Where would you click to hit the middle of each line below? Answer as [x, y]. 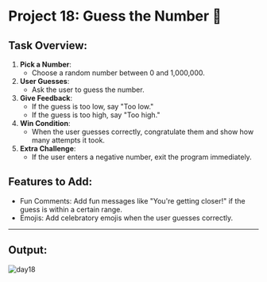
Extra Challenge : [48, 149]
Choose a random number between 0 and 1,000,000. [118, 73]
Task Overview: [48, 46]
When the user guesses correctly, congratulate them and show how [143, 131]
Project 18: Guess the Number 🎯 [115, 16]
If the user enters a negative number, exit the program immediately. [141, 157]
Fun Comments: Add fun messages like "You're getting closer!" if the [132, 200]
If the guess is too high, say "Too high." [96, 115]
